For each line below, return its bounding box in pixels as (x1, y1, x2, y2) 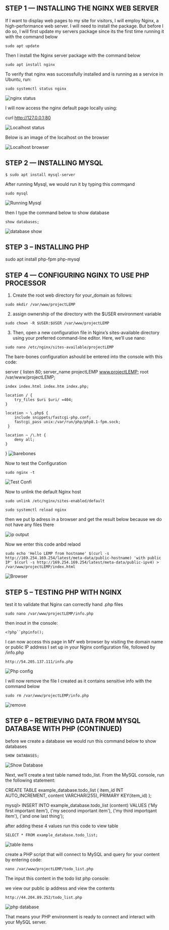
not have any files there (5, 521, 54, 528)
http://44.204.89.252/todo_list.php (5, 895, 82, 900)
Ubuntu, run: (5, 76, 32, 83)
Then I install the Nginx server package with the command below (5, 52, 140, 58)
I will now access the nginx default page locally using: (5, 105, 118, 111)
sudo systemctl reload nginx (5, 507, 67, 513)
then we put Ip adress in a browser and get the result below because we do (5, 516, 162, 522)
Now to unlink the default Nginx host (5, 489, 82, 495)
